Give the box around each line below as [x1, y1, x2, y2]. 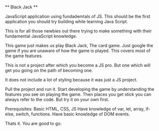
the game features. [5, 53, 43, 59]
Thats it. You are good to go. [5, 121, 62, 126]
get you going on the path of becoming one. [5, 67, 93, 73]
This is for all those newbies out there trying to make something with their [5, 28, 152, 33]
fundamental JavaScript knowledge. [5, 33, 78, 39]
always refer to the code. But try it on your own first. [5, 97, 110, 102]
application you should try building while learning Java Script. [5, 19, 128, 24]
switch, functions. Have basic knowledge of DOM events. [16, 111, 130, 117]
